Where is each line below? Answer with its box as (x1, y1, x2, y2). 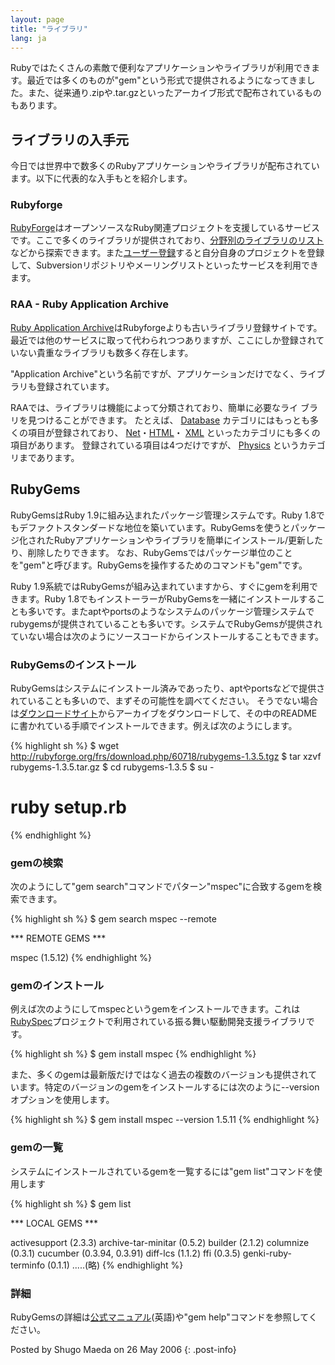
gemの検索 (10, 856, 64, 870)
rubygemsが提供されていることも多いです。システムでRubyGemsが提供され (10, 617, 323, 630)
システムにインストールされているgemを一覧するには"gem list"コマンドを (10, 1165, 314, 1177)
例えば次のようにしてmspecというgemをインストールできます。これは (10, 1003, 301, 1015)
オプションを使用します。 (10, 1094, 115, 1106)
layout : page (10, 14, 65, 25)
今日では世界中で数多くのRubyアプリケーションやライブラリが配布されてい (10, 160, 320, 172)
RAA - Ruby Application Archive (10, 297, 169, 311)
